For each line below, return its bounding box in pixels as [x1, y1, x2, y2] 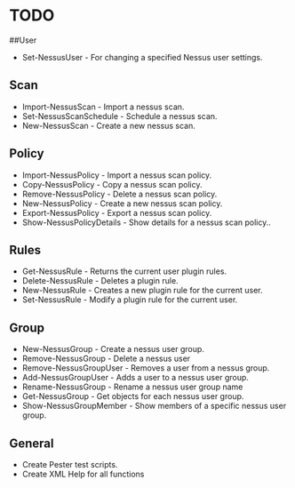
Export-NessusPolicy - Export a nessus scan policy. [21, 207, 212, 218]
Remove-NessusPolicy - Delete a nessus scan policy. [21, 188, 218, 199]
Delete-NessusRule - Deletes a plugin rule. [21, 276, 179, 286]
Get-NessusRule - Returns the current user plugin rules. [21, 266, 227, 276]
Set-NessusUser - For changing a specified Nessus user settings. [21, 52, 263, 62]
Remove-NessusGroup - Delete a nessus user [21, 353, 191, 364]
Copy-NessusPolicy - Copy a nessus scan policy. [21, 179, 203, 189]
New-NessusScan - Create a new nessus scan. [21, 120, 195, 131]
